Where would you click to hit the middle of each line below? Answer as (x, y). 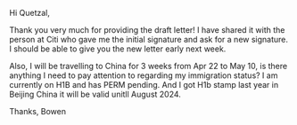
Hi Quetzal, (30, 13)
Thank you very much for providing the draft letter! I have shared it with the (147, 30)
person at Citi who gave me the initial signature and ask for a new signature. (148, 39)
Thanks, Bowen (38, 111)
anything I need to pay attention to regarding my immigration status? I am (144, 75)
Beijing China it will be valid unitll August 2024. (95, 94)
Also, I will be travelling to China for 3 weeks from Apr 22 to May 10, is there (148, 66)
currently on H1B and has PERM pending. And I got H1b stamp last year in (144, 85)
